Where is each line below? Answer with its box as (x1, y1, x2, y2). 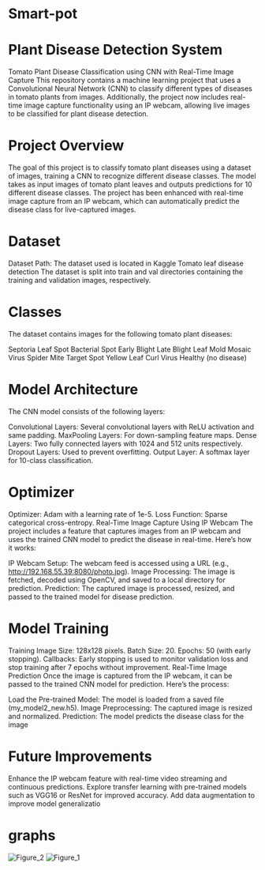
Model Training (8, 620, 109, 637)
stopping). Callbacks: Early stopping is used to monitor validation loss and (8, 653, 248, 664)
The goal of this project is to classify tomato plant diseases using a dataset (8, 163, 252, 172)
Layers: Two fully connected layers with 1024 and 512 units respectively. (8, 439, 243, 448)
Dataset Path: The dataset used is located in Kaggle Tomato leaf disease (8, 258, 244, 268)
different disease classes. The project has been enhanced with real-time (8, 188, 244, 198)
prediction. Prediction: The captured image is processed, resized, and (8, 583, 235, 593)
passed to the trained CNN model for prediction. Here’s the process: (8, 679, 230, 688)
